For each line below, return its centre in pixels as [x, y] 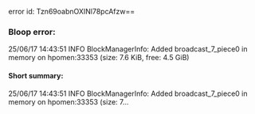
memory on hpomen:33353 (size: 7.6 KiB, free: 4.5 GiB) [99, 58]
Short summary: [36, 75]
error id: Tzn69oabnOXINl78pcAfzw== [72, 11]
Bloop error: [32, 32]
